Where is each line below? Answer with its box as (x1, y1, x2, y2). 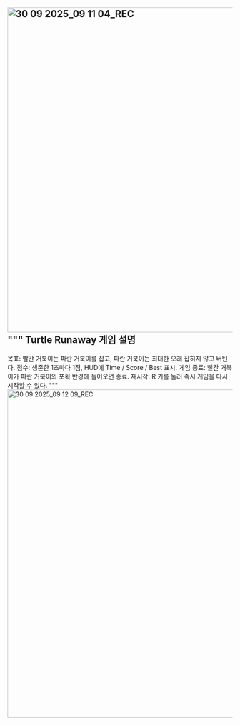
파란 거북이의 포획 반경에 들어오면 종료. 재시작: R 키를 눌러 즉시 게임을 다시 (20, 372, 229, 381)
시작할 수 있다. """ (7, 381, 59, 389)
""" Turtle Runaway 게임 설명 (7, 334, 136, 346)
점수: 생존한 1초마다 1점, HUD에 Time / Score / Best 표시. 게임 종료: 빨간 (16, 363, 219, 371)
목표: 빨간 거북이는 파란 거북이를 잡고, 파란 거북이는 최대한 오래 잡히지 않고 (7, 354, 215, 363)
